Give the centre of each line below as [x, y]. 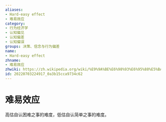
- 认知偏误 [15, 42]
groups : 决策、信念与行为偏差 [33, 46]
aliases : [14, 10]
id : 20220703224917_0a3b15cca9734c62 [44, 74]
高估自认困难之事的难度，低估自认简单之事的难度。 [57, 115]
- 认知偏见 [15, 33]
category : [15, 23]
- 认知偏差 [15, 38]
